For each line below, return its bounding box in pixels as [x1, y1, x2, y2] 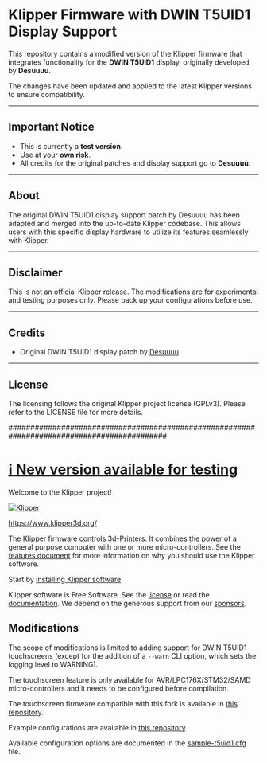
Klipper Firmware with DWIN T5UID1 [8, 6, 251, 24]
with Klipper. [8, 235, 49, 245]
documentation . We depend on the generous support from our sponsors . [8, 598, 247, 608]
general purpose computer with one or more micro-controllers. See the [8, 542, 241, 551]
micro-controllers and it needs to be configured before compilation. [8, 683, 229, 693]
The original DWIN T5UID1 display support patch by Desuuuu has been [8, 209, 241, 220]
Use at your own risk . [19, 150, 91, 159]
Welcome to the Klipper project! [8, 487, 112, 497]
